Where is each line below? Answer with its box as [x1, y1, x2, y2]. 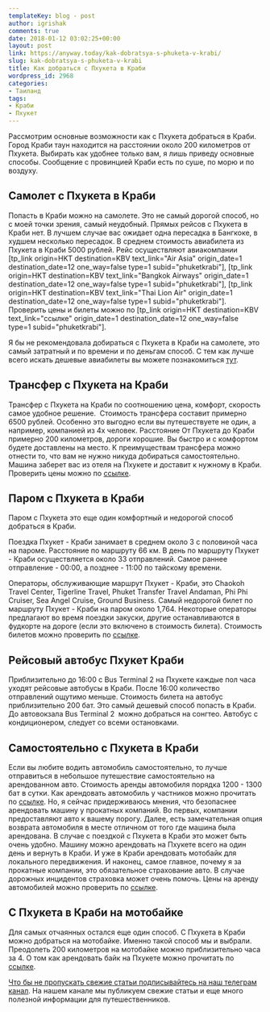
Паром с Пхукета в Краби [8, 491, 145, 505]
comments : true [8, 27, 60, 35]
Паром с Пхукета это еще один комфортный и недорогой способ [8, 513, 234, 523]
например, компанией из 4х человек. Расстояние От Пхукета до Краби [8, 425, 255, 435]
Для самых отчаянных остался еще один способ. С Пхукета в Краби [8, 927, 246, 937]
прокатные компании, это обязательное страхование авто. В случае [8, 865, 246, 876]
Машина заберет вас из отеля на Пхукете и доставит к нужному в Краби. [8, 459, 262, 469]
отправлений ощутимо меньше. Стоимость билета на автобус [8, 692, 223, 702]
